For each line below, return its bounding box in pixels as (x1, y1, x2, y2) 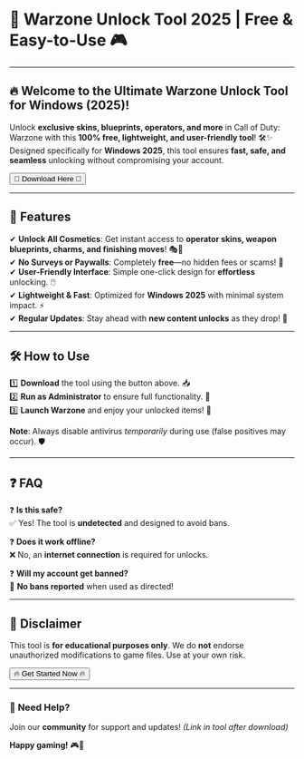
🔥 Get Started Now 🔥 (14, 669, 86, 678)
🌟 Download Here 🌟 (14, 173, 82, 183)
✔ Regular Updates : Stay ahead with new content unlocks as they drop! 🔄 (9, 313, 288, 324)
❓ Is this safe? (9, 504, 63, 516)
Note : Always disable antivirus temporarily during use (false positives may (9, 426, 287, 437)
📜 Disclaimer (9, 616, 82, 631)
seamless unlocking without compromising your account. (9, 154, 224, 165)
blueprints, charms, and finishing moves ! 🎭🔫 (9, 243, 184, 254)
